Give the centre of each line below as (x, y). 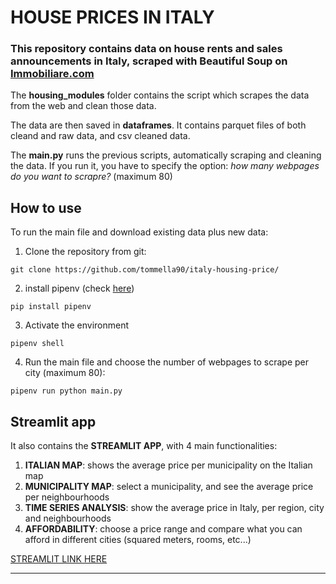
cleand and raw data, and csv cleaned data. (100, 136)
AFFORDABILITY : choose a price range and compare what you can (163, 529)
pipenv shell (37, 344)
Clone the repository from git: (85, 252)
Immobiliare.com (52, 74)
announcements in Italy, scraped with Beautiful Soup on (149, 61)
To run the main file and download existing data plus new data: (139, 232)
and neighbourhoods (68, 518)
